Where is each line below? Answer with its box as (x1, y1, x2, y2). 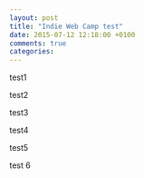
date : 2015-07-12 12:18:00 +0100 (9, 30, 136, 39)
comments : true (9, 38, 67, 48)
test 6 (9, 160, 32, 171)
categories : (9, 47, 54, 56)
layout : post (9, 13, 59, 23)
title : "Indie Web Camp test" (9, 22, 124, 31)
